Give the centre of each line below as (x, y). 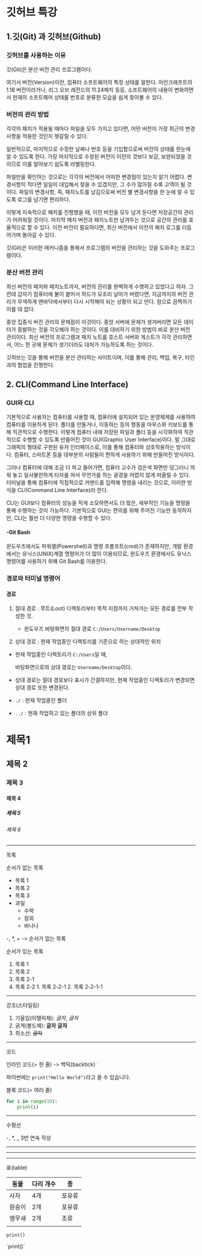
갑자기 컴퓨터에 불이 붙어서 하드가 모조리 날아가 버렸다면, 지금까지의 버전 (102, 294)
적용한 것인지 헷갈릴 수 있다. (55, 136)
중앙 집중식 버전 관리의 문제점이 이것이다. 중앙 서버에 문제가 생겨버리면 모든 (94, 322)
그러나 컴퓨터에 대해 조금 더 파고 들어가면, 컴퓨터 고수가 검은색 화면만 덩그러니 (98, 467)
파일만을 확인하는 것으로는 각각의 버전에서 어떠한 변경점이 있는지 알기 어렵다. (96, 177)
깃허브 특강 (32, 12)
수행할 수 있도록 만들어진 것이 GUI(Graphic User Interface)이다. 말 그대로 (109, 440)
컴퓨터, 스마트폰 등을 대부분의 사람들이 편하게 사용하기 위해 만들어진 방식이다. (105, 455)
